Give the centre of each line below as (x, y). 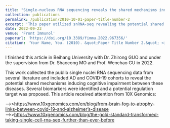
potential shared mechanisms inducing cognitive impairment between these (84, 83)
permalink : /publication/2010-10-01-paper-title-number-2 (68, 19)
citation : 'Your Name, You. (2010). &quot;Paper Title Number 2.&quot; (82, 43)
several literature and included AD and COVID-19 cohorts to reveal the (78, 78)
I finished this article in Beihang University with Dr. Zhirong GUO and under (83, 57)
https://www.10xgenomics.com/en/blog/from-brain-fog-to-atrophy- (85, 104)
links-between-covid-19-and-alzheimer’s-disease (57, 109)
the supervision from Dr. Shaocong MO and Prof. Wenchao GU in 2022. (80, 62)
